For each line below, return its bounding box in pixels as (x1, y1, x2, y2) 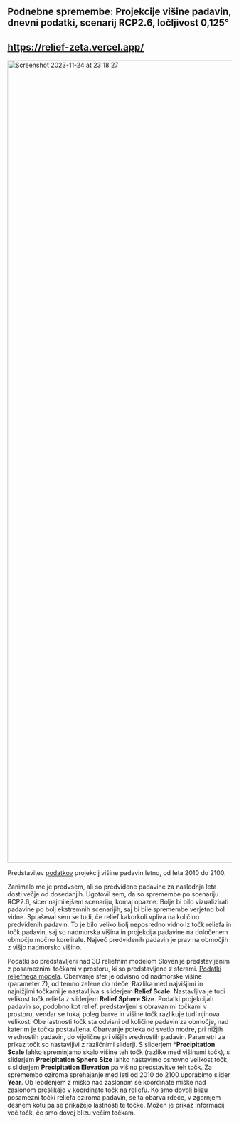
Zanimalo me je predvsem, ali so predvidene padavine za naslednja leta (7, 882, 217, 891)
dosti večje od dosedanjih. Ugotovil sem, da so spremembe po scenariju (7, 890, 219, 899)
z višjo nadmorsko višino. (7, 943, 82, 951)
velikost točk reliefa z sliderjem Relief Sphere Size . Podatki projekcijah (7, 995, 214, 1003)
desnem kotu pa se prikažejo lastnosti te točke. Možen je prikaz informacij (7, 1101, 225, 1110)
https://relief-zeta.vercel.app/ (7, 41, 144, 53)
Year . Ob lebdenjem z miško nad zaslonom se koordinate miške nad (7, 1078, 206, 1087)
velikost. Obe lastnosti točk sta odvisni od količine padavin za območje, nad (7, 1018, 229, 1026)
